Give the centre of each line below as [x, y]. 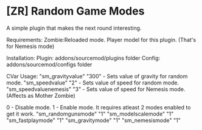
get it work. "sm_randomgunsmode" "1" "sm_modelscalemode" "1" [90, 114]
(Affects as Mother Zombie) [41, 95]
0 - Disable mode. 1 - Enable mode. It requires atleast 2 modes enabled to [99, 107]
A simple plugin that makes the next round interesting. [74, 28]
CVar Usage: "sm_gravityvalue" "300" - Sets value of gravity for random [97, 76]
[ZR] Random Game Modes [75, 11]
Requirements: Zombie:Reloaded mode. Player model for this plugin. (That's [101, 39]
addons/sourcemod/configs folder [49, 64]
